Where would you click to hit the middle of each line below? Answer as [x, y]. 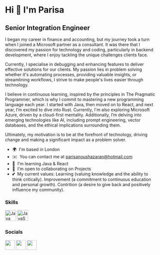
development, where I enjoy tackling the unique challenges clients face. [77, 55]
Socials [14, 232]
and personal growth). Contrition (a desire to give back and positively [81, 184]
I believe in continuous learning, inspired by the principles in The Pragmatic [80, 94]
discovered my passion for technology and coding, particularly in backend [79, 50]
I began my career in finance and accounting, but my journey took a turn [77, 39]
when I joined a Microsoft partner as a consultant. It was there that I [73, 45]
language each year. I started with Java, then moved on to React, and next [79, 104]
